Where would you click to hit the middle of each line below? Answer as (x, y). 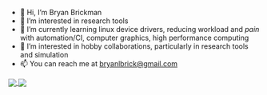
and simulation (44, 55)
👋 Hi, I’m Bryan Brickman (61, 12)
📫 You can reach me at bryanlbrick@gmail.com (99, 63)
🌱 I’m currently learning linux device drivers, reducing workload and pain (139, 29)
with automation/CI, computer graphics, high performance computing (134, 38)
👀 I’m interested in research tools (74, 21)
